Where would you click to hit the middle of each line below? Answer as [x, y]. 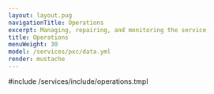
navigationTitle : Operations [56, 23]
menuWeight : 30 [33, 45]
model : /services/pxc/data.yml [60, 52]
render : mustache [37, 60]
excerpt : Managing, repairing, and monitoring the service [107, 30]
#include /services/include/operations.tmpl [78, 81]
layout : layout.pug [40, 15]
